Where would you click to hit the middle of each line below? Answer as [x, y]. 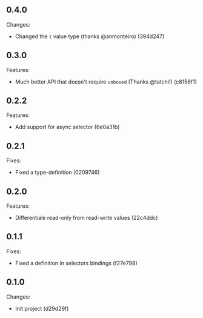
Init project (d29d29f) [42, 308]
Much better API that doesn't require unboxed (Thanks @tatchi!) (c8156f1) [106, 82]
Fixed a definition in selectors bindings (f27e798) [76, 263]
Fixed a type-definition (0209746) [57, 173]
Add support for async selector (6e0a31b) [67, 127]
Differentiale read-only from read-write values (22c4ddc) [86, 218]
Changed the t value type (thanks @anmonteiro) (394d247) [90, 36]
